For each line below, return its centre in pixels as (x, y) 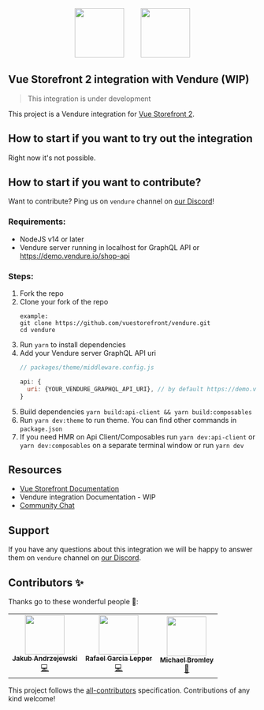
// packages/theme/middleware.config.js (87, 368)
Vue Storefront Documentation (69, 489)
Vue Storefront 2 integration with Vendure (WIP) (129, 79)
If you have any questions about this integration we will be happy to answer (130, 549)
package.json (41, 429)
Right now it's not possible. (52, 158)
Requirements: (37, 222)
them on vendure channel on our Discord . (75, 558)
